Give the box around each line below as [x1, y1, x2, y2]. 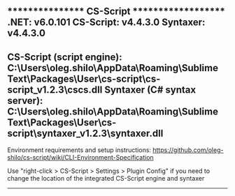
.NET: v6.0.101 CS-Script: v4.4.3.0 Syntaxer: [7, 17, 206, 29]
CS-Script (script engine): [7, 51, 122, 63]
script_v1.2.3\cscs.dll [7, 84, 103, 96]
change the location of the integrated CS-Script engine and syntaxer [7, 174, 205, 183]
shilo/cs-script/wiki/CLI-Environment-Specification [7, 153, 154, 162]
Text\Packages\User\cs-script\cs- [7, 73, 161, 84]
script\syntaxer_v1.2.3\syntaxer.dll [7, 127, 164, 139]
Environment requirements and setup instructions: [7, 146, 152, 154]
